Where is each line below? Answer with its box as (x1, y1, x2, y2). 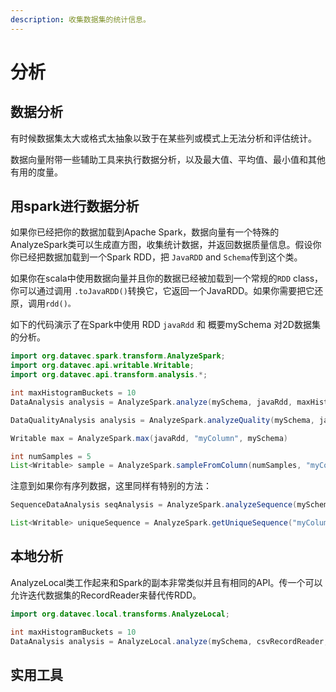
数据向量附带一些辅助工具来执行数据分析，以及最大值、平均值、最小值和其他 (10, 153, 326, 165)
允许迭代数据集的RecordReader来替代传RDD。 (10, 589, 202, 601)
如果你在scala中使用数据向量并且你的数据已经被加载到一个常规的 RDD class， (10, 272, 324, 285)
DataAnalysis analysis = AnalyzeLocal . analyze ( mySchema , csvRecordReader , (10, 636, 329, 646)
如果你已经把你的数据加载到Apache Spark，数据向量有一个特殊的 (10, 226, 280, 238)
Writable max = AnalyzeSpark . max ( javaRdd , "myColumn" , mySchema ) (10, 433, 288, 443)
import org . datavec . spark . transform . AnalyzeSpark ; (10, 351, 226, 361)
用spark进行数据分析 (10, 198, 140, 215)
